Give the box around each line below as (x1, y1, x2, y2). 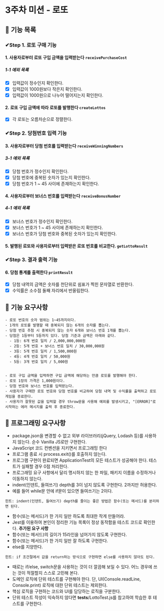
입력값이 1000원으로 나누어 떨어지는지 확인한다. (12, 92, 104, 98)
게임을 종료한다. (5, 394, 33, 399)
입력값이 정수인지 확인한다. (12, 80, 64, 86)
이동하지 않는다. (12, 476, 43, 482)
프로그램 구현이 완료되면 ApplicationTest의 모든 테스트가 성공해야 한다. (12, 457, 148, 463)
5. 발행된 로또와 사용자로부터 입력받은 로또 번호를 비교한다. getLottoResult (5, 243, 148, 249)
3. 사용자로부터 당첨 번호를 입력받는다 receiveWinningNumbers (5, 143, 123, 149)
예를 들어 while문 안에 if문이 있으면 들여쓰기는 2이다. (12, 488, 113, 494)
